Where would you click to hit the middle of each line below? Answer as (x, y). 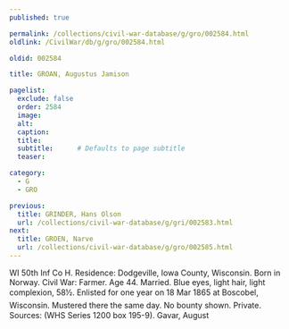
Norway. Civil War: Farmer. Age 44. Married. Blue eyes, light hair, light (137, 282)
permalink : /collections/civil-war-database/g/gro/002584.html (129, 34)
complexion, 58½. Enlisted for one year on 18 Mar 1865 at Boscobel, (134, 292)
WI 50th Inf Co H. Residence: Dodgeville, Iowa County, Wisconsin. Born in (145, 273)
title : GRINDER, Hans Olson (70, 214)
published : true (39, 17)
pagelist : (28, 90)
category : (28, 173)
